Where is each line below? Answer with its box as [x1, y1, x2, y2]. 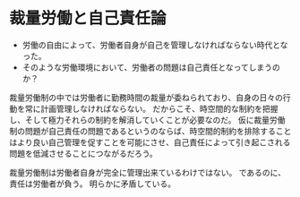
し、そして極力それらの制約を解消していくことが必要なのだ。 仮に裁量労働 [9, 114, 286, 125]
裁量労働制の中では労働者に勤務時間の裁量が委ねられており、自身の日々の [9, 91, 284, 103]
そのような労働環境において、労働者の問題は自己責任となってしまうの [21, 62, 280, 73]
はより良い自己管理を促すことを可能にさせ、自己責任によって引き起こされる [9, 136, 291, 148]
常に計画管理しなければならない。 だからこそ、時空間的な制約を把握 [24, 103, 279, 114]
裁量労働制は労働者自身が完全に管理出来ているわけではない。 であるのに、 [9, 167, 287, 177]
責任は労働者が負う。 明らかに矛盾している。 [9, 178, 176, 189]
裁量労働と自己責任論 [9, 8, 167, 29]
